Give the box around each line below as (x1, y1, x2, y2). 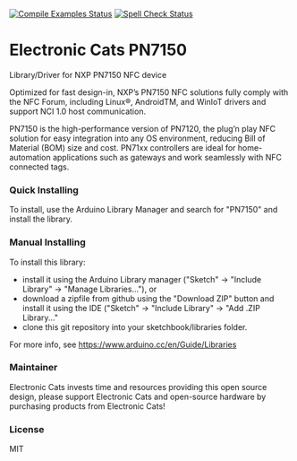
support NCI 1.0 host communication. (9, 106, 146, 117)
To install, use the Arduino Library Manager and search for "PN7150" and (9, 204, 278, 215)
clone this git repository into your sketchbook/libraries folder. (21, 321, 248, 332)
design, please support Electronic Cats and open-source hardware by (9, 391, 267, 402)
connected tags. (9, 161, 70, 172)
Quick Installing (9, 184, 79, 196)
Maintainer (9, 361, 58, 374)
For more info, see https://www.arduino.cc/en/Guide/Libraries (9, 339, 237, 350)
